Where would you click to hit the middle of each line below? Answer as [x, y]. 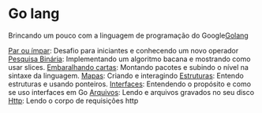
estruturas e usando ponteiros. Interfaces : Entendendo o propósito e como [129, 84]
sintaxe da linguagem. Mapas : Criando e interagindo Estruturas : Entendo [126, 75]
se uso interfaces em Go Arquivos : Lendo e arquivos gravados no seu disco [131, 92]
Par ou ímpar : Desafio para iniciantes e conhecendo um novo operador [124, 50]
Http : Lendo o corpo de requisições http [73, 100]
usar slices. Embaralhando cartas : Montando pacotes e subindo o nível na [128, 67]
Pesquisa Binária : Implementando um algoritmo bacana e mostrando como [129, 59]
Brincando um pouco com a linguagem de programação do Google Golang [128, 35]
